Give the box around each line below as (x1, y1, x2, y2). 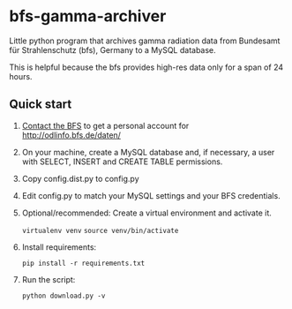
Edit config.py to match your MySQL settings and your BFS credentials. (21, 190, 281, 200)
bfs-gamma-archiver (9, 6, 167, 26)
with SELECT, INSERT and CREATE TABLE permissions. (21, 156, 223, 167)
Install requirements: (21, 241, 97, 252)
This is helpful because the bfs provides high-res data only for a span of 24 (9, 62, 284, 72)
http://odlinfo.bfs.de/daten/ (21, 130, 122, 140)
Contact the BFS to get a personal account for (21, 120, 190, 131)
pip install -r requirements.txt (21, 259, 146, 268)
